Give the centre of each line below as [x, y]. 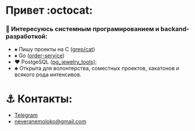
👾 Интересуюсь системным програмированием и [83, 29]
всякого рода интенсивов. [48, 74]
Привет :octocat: [49, 10]
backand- [175, 29]
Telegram [26, 115]
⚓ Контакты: [39, 99]
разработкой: [27, 36]
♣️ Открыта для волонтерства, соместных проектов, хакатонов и [97, 68]
